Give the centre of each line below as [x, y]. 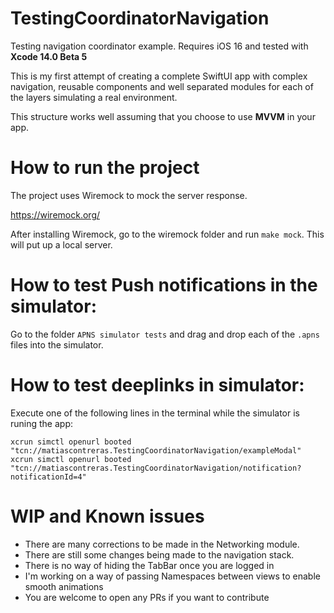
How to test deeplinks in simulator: [157, 385]
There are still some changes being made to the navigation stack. [159, 554]
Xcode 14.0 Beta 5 [49, 56]
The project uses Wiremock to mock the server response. [129, 195]
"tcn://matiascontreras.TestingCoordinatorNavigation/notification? [156, 468]
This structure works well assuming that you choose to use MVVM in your [163, 116]
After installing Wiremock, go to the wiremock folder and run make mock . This [167, 234]
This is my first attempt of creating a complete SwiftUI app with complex [159, 76]
